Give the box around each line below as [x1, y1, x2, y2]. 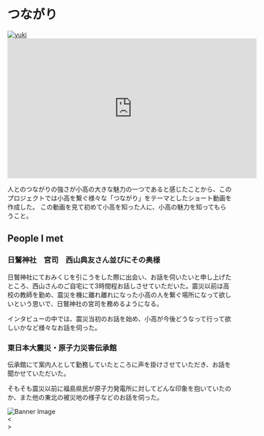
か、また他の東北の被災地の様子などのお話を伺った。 [7, 393, 164, 401]
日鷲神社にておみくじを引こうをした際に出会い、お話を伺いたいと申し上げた [7, 273, 232, 281]
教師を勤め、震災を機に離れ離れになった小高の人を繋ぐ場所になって [19, 290, 219, 299]
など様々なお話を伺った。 [26, 323, 101, 332]
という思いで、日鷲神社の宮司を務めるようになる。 [13, 299, 164, 307]
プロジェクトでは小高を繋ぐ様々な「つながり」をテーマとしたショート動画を [7, 193, 232, 202]
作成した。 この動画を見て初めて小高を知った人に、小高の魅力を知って [7, 202, 215, 211]
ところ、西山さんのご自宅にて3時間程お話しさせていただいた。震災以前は [7, 281, 223, 290]
